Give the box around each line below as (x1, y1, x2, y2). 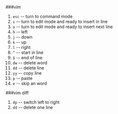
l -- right (12, 45, 31, 50)
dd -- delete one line (12, 104, 53, 110)
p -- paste (12, 75, 33, 81)
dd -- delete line (12, 65, 44, 71)
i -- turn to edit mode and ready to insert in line (12, 19, 108, 24)
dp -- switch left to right (12, 99, 60, 105)
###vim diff (5, 90, 29, 96)
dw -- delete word (12, 60, 48, 65)
